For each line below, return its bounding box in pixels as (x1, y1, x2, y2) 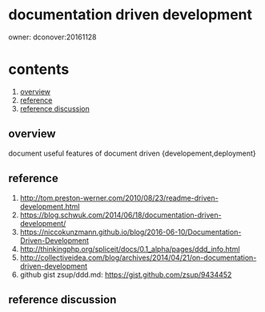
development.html (19, 201, 80, 211)
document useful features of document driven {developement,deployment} (8, 148, 256, 158)
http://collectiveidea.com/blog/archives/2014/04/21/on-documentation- (19, 253, 257, 262)
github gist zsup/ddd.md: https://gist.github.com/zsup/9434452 (19, 269, 232, 279)
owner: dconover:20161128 (8, 32, 98, 42)
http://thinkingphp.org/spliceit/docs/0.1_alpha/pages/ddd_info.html (19, 244, 240, 253)
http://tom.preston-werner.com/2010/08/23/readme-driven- (19, 192, 219, 202)
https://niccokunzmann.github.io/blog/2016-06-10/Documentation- (19, 227, 242, 237)
